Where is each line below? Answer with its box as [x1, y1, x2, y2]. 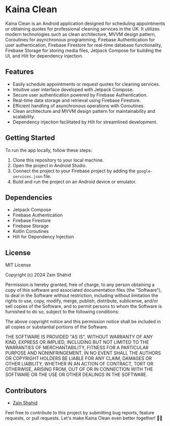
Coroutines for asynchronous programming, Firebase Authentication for [5, 37, 155, 43]
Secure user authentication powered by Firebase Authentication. [12, 92, 148, 98]
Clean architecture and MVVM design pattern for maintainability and [12, 108, 156, 114]
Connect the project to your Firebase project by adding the [12, 168, 136, 174]
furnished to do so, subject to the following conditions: [5, 309, 119, 315]
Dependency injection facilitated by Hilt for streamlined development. [12, 118, 158, 125]
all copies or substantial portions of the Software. [5, 324, 108, 330]
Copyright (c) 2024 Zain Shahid [5, 272, 72, 278]
